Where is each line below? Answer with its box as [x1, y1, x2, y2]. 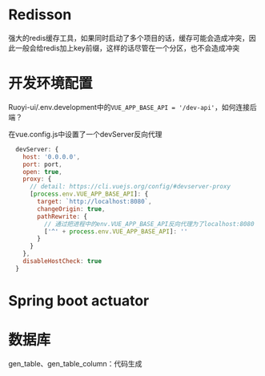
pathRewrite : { [37, 212, 88, 220]
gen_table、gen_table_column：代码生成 [8, 358, 143, 368]
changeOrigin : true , [37, 204, 106, 213]
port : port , [22, 160, 62, 168]
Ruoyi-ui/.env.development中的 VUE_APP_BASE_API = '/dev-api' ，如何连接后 [8, 102, 258, 111]
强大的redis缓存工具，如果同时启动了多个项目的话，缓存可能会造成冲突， [8, 33, 250, 42]
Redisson [8, 6, 72, 24]
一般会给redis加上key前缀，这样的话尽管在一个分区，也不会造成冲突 [14, 42, 240, 53]
